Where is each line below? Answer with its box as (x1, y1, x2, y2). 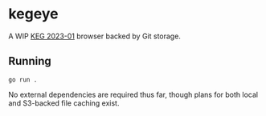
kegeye (8, 5, 59, 23)
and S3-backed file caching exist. (8, 98, 120, 108)
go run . (8, 75, 38, 84)
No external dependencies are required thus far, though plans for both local (8, 90, 259, 99)
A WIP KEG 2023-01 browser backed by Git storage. (8, 31, 181, 41)
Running (8, 54, 52, 68)
